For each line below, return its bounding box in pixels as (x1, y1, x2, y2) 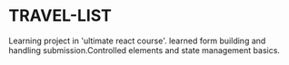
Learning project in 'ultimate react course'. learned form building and (8, 35, 266, 46)
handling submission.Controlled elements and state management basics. (8, 44, 281, 55)
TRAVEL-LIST (8, 5, 113, 26)
